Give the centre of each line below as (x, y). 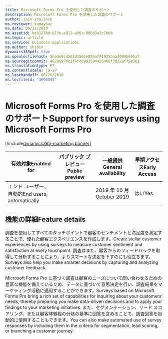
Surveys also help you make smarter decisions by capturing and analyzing (82, 262)
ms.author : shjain (24, 47)
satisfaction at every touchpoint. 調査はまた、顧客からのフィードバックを (80, 250)
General (112, 167)
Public (75, 171)
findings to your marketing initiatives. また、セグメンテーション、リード (79, 307)
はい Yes (144, 193)
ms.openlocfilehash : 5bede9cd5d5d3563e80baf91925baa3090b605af (72, 56)
